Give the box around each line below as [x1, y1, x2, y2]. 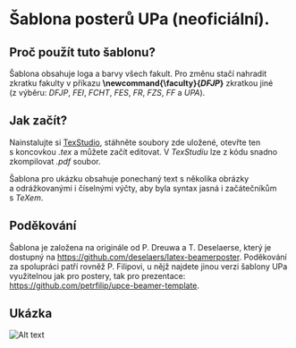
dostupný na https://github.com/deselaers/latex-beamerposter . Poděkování [9, 251, 288, 262]
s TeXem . [9, 192, 44, 203]
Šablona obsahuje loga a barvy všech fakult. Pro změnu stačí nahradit [9, 68, 267, 79]
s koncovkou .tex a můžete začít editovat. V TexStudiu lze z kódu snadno [9, 146, 278, 157]
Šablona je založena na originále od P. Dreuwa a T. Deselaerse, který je [9, 242, 272, 252]
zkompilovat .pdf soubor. [9, 156, 101, 166]
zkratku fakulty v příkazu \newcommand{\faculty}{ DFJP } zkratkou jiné [9, 78, 274, 89]
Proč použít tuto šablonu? [9, 45, 156, 60]
